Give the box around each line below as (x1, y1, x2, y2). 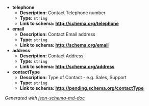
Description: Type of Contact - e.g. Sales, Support (19, 75, 127, 80)
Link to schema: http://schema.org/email (19, 42, 109, 48)
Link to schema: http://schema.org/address (19, 63, 115, 69)
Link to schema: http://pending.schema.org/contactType (19, 85, 144, 91)
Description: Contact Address (19, 53, 84, 59)
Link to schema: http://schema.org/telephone (19, 20, 119, 26)
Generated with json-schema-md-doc (5, 95, 85, 101)
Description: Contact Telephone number (19, 10, 106, 16)
